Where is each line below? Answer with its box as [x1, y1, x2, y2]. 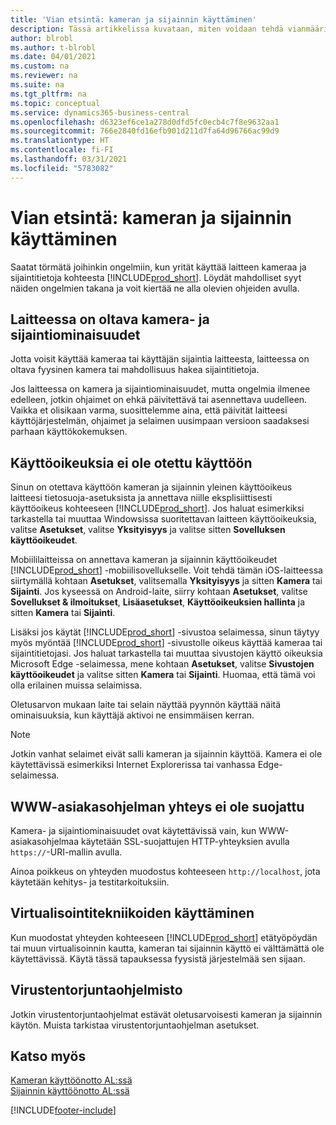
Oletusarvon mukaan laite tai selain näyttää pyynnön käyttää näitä [10, 699, 282, 711]
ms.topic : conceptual [10, 98, 101, 108]
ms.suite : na [10, 80, 65, 90]
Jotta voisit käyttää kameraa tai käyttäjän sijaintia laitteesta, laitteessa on [10, 353, 310, 365]
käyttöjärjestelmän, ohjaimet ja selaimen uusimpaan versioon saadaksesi [10, 415, 310, 427]
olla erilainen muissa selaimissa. [10, 679, 143, 691]
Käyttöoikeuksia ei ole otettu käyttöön [10, 454, 253, 471]
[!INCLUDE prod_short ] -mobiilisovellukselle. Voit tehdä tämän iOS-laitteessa [10, 564, 323, 576]
